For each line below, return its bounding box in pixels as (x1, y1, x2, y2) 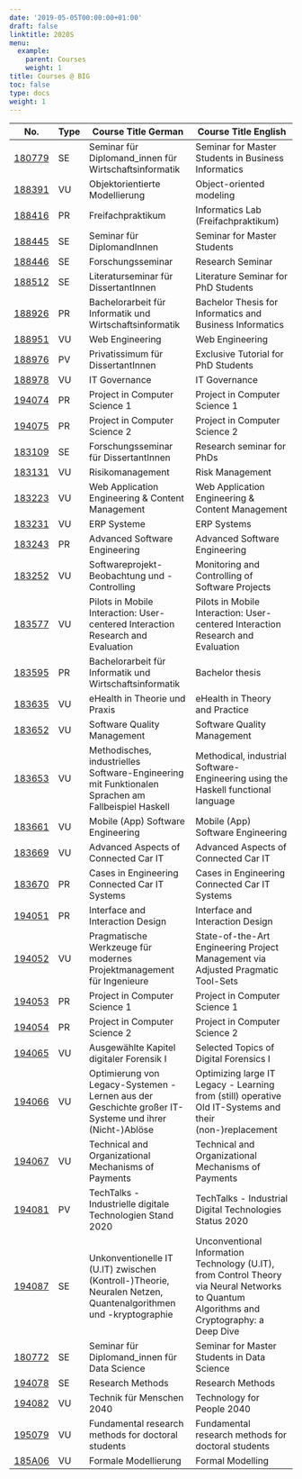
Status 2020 (195, 1215, 249, 1228)
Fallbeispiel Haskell (88, 801, 171, 813)
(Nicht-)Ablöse (88, 1123, 155, 1136)
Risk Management (195, 466, 272, 478)
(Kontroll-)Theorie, (88, 1275, 170, 1287)
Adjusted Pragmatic (195, 964, 279, 976)
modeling (195, 189, 235, 202)
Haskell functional (195, 784, 271, 796)
